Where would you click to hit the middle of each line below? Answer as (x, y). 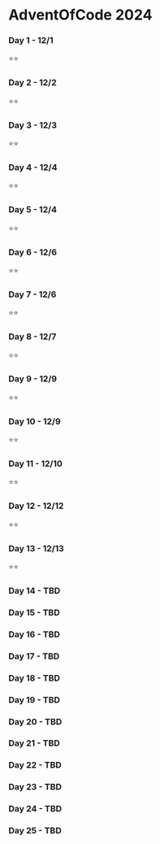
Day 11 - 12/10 (36, 463)
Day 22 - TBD (35, 765)
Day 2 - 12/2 (32, 83)
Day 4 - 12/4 (33, 167)
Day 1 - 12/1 (31, 41)
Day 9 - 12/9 (33, 379)
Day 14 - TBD (35, 590)
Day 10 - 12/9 (35, 421)
